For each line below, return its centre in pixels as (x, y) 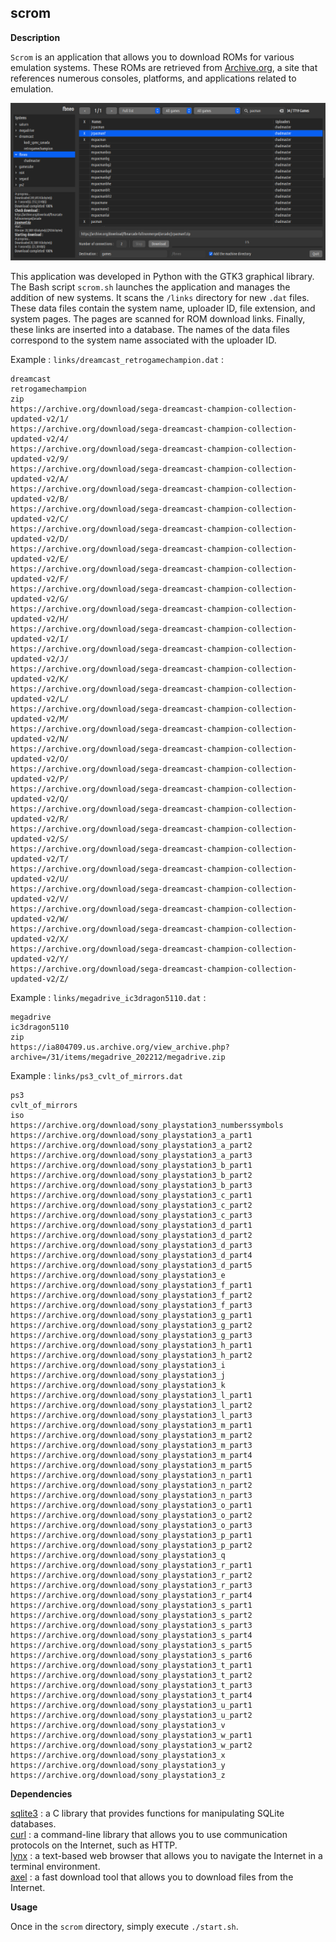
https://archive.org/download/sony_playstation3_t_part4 (131, 1695)
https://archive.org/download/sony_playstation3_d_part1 (131, 1225)
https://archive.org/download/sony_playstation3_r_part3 (131, 1585)
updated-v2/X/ (40, 939)
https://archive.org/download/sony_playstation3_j (118, 1375)
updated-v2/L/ (40, 699)
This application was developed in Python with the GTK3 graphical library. (162, 276)
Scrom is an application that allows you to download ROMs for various (152, 57)
